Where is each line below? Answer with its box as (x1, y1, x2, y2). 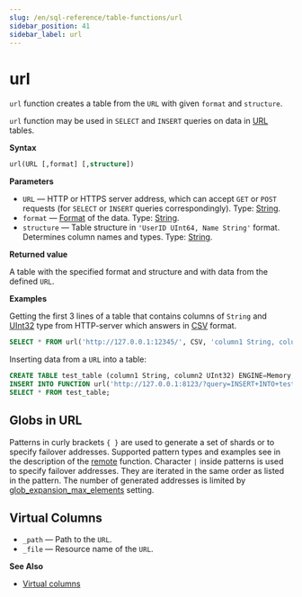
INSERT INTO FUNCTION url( (9, 379, 111, 389)
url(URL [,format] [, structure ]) (9, 160, 135, 169)
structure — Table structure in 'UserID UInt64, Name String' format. (22, 222, 280, 233)
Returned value (9, 249, 68, 260)
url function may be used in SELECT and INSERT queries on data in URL (9, 116, 269, 127)
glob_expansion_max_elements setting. (9, 484, 155, 495)
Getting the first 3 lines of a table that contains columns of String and (9, 311, 268, 321)
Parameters (9, 176, 54, 187)
